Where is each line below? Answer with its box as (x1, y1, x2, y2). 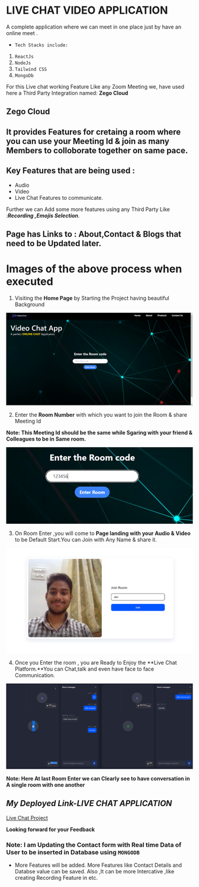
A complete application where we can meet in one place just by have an (6, 23, 182, 30)
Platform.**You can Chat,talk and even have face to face (14, 665, 155, 672)
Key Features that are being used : (6, 166, 135, 176)
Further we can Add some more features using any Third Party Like (6, 206, 170, 213)
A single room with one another (6, 781, 85, 788)
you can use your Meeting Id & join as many (6, 136, 170, 146)
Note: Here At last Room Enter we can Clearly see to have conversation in (6, 775, 190, 782)
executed (6, 275, 53, 288)
